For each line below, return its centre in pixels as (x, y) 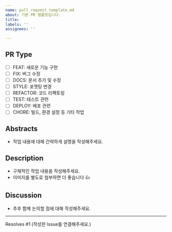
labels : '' (17, 24)
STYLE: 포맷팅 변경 (32, 87)
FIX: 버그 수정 (26, 74)
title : (12, 19)
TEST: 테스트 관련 (30, 99)
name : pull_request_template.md (40, 10)
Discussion (24, 195)
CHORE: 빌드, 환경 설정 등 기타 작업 (48, 112)
